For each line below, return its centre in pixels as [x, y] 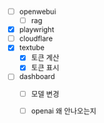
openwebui [38, 12]
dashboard [37, 77]
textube [32, 48]
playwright [36, 30]
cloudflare [36, 38]
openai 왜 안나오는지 [64, 110]
